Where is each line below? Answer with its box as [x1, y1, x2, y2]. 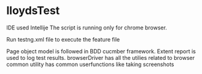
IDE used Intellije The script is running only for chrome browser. [6, 24, 168, 31]
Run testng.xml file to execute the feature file [6, 35, 120, 43]
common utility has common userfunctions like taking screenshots [6, 61, 174, 68]
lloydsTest [6, 4, 60, 18]
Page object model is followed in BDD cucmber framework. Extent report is [6, 47, 196, 55]
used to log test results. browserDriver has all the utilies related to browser [6, 54, 195, 61]
